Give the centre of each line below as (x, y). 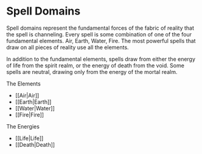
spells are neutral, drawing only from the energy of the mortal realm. (92, 72)
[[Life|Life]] (29, 138)
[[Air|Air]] (27, 95)
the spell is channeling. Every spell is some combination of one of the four (99, 34)
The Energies (23, 126)
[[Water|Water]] (35, 108)
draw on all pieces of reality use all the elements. (68, 47)
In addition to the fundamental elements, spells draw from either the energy (101, 59)
